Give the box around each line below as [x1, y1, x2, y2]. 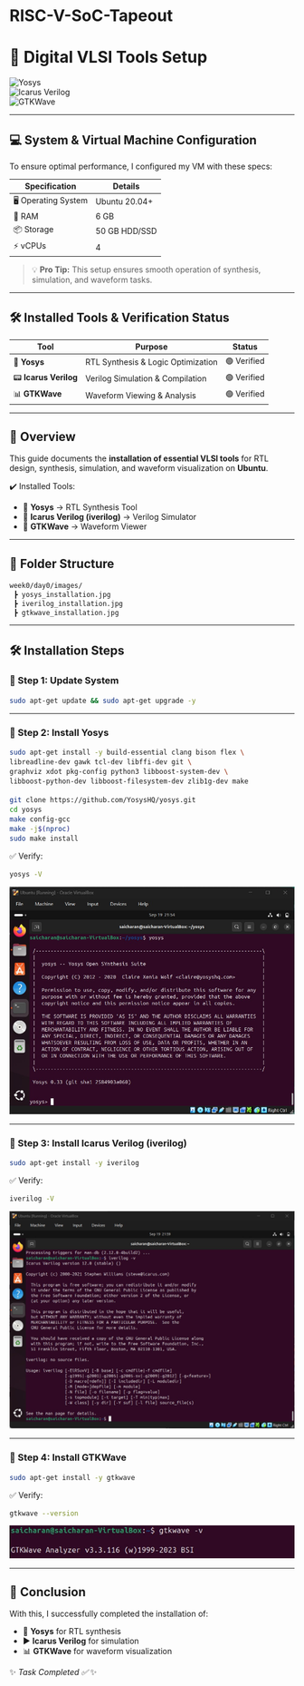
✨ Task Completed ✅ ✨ [9, 1667, 98, 1678]
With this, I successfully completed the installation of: [9, 1608, 209, 1620]
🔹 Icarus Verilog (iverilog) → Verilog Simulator [22, 512, 197, 523]
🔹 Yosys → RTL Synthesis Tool [22, 502, 138, 513]
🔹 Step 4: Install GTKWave [9, 1451, 127, 1464]
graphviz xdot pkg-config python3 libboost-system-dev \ [9, 767, 229, 776]
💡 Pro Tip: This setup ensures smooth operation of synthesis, [31, 264, 261, 275]
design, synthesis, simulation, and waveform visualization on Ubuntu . [9, 463, 269, 474]
